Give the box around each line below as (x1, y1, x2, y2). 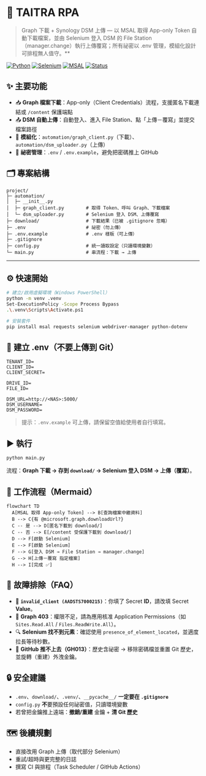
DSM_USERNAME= (6, 402, 43, 408)
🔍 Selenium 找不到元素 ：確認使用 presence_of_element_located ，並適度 (15, 628, 199, 636)
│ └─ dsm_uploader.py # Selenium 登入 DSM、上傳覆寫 (6, 211, 159, 217)
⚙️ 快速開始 (6, 273, 48, 283)
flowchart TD (6, 503, 40, 509)
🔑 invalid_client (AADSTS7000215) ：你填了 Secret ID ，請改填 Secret (15, 597, 189, 605)
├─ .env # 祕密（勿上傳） (6, 224, 124, 231)
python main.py (6, 455, 45, 461)
